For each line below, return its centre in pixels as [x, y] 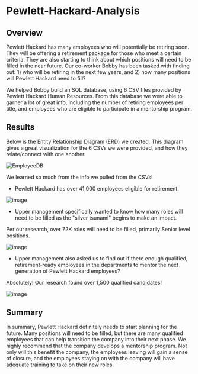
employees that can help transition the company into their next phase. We [96, 339]
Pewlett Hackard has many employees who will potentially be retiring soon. [98, 47]
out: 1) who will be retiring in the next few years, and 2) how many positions [98, 72]
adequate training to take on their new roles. [60, 365]
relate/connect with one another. [46, 154]
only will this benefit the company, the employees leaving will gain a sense [97, 352]
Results [20, 128]
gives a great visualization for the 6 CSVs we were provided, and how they [97, 148]
